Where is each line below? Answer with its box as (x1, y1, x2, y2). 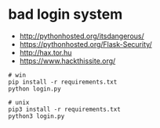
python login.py (8, 84, 61, 93)
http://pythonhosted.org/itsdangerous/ (19, 31, 144, 41)
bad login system (8, 5, 123, 23)
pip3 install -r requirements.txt (8, 105, 122, 113)
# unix (8, 98, 30, 106)
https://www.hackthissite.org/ (19, 56, 116, 66)
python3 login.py (8, 112, 65, 120)
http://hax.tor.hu (19, 48, 72, 57)
